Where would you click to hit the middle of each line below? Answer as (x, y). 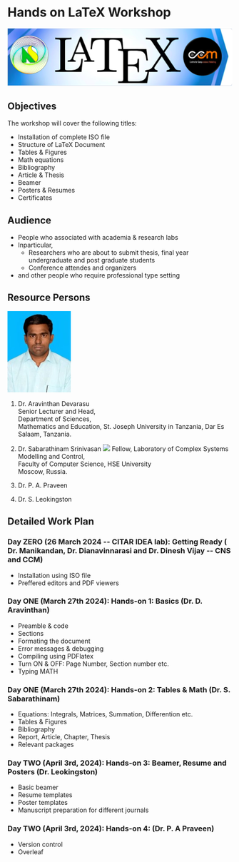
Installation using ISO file (54, 575)
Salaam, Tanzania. (45, 434)
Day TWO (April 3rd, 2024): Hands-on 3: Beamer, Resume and (117, 763)
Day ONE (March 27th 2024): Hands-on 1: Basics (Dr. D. (105, 602)
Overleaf (31, 852)
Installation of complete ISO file (64, 137)
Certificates (35, 198)
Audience (30, 220)
